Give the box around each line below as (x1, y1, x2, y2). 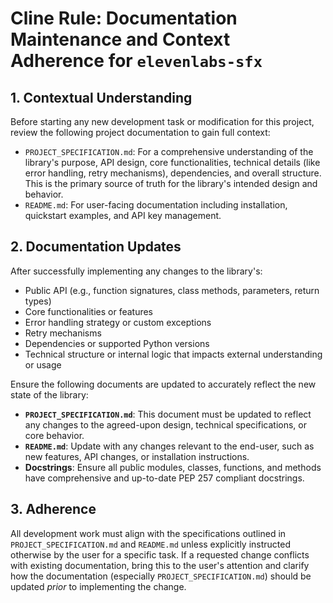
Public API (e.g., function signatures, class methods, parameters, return (24, 284, 320, 296)
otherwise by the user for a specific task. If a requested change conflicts (10, 548, 310, 561)
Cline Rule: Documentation (10, 7, 238, 30)
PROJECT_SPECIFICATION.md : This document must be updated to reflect (24, 408, 312, 420)
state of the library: (10, 388, 89, 401)
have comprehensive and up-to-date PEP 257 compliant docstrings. (24, 472, 305, 484)
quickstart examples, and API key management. (24, 210, 222, 221)
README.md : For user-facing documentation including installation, (24, 199, 288, 211)
